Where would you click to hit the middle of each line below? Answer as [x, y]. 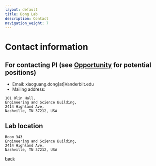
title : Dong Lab [21, 14]
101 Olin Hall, [20, 98]
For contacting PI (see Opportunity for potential [78, 65]
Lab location [24, 126]
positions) [21, 73]
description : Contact [27, 18]
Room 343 [14, 137]
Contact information [47, 47]
